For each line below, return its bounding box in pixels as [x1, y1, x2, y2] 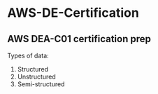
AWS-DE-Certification [7, 5, 140, 21]
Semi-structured [17, 80, 65, 88]
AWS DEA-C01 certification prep [7, 33, 152, 45]
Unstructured [17, 72, 56, 81]
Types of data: [7, 51, 49, 60]
